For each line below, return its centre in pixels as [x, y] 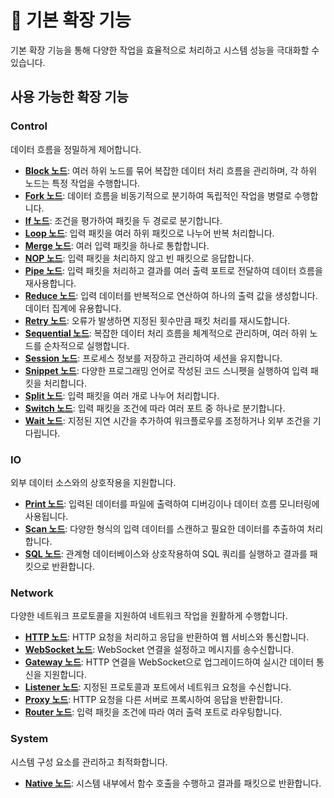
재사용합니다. [50, 283]
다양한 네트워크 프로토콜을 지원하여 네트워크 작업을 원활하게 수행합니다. [149, 616]
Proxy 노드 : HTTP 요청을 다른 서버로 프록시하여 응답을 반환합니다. [153, 700]
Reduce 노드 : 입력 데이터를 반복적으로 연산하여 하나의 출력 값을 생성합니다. [171, 295]
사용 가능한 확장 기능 [69, 97]
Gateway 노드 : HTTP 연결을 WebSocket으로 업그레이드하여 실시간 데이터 [169, 662]
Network [32, 593]
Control [29, 126]
